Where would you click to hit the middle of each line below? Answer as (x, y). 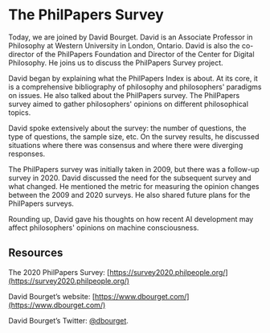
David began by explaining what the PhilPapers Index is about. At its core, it (133, 78)
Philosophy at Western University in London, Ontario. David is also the (124, 45)
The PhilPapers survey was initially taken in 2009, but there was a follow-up (134, 169)
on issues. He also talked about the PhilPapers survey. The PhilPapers (124, 95)
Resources (36, 253)
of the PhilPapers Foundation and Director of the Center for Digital (145, 54)
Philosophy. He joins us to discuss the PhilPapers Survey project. (116, 63)
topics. (20, 112)
